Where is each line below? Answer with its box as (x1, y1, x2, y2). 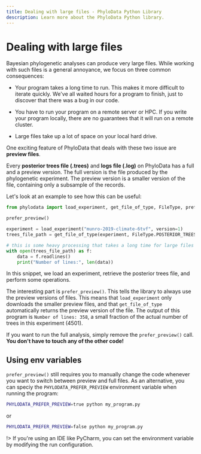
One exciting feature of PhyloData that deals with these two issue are (6, 144, 176, 151)
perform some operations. (6, 276, 71, 284)
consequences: (6, 72, 45, 80)
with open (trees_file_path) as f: (6, 248, 93, 254)
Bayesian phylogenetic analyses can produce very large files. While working (6, 60, 194, 67)
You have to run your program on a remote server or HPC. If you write (14, 108, 187, 115)
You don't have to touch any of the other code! (6, 337, 124, 345)
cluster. (14, 121, 33, 129)
